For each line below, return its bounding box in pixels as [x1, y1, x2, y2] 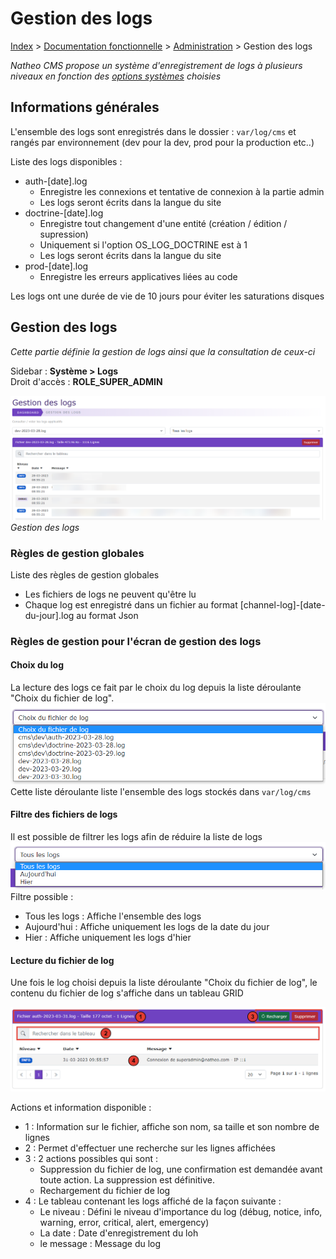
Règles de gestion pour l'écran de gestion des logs [10, 634, 262, 648]
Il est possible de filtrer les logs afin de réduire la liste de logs [10, 830, 263, 842]
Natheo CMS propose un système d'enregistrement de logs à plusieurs [10, 59, 303, 71]
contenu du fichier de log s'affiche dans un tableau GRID [10, 987, 244, 999]
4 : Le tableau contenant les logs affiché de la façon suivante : [24, 1195, 282, 1207]
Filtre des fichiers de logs [10, 808, 118, 821]
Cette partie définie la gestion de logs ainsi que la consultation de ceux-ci [10, 345, 316, 357]
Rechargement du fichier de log [39, 1184, 171, 1196]
